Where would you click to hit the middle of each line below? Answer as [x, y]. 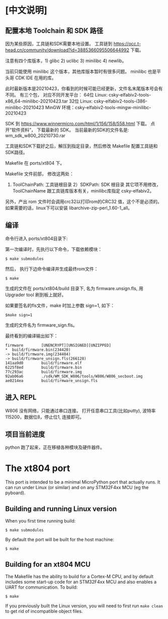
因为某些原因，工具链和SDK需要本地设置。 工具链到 [59, 44]
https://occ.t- [127, 44]
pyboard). [15, 493]
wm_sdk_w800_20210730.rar [35, 135]
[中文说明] [26, 10]
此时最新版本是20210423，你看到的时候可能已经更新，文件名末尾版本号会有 [84, 88]
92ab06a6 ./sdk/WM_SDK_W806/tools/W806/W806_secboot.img [74, 376]
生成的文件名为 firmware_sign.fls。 [41, 325]
